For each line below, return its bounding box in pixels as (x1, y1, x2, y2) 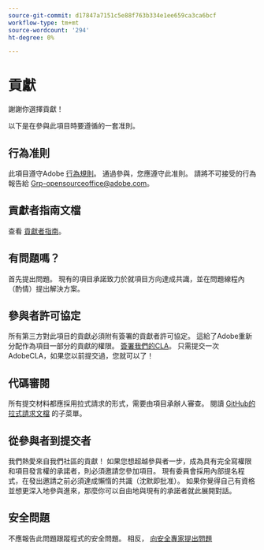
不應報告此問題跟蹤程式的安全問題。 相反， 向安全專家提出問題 (8, 533, 213, 543)
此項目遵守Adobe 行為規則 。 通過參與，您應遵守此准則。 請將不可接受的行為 (8, 169, 257, 178)
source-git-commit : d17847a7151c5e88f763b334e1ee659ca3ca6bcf (8, 11, 217, 20)
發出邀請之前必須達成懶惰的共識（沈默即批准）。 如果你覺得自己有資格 (28, 476, 255, 485)
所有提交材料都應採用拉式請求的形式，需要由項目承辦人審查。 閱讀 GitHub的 (8, 399, 256, 408)
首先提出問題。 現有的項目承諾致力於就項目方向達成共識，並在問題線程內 (8, 273, 245, 284)
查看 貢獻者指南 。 (8, 226, 65, 236)
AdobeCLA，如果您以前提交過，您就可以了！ (8, 351, 154, 361)
